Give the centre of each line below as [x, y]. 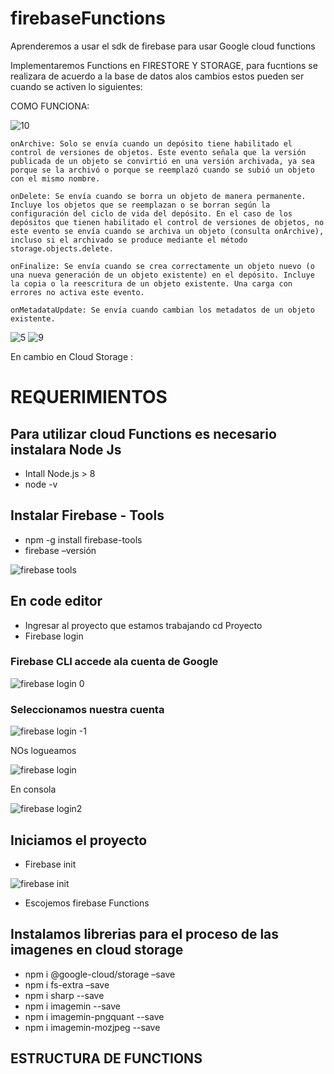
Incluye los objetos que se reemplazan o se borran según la [140, 205]
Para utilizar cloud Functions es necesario [143, 433]
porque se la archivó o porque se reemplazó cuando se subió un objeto [162, 170]
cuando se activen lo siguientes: [76, 86]
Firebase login [54, 636]
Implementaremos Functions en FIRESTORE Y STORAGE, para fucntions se [164, 65]
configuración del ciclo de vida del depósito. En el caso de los [151, 213]
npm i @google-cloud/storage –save [100, 974]
